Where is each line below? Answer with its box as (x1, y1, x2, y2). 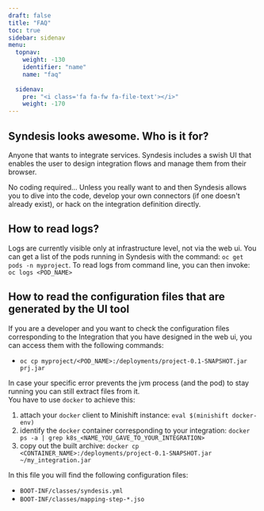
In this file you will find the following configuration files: (8, 470, 189, 479)
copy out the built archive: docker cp (19, 440, 140, 450)
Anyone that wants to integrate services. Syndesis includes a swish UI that (8, 150, 252, 159)
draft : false (8, 11, 52, 20)
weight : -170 (22, 100, 66, 108)
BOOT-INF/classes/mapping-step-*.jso (19, 495, 145, 503)
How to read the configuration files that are (8, 290, 226, 303)
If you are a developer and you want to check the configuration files (8, 323, 230, 333)
